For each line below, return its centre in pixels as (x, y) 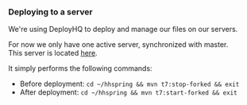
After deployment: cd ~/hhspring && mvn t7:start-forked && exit (128, 92)
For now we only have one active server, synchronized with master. (118, 45)
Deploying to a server (50, 12)
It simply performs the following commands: (80, 68)
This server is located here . (53, 53)
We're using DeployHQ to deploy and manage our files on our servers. (123, 29)
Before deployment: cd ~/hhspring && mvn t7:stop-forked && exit (129, 84)
